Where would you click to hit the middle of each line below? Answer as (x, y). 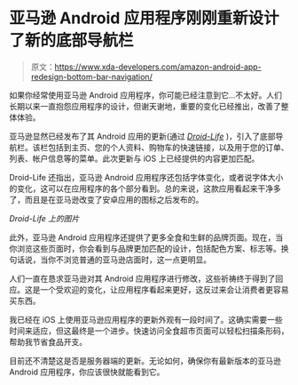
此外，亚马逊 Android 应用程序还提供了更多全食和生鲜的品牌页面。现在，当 (146, 237)
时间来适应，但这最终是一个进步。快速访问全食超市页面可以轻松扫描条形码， (149, 331)
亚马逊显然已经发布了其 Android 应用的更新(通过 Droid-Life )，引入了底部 (143, 136)
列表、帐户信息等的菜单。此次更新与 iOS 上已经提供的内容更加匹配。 (134, 158)
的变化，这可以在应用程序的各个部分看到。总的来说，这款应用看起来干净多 (145, 188)
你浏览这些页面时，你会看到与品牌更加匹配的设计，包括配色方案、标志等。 (145, 248)
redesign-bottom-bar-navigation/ (91, 76)
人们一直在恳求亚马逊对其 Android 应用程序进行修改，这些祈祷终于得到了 (142, 278)
